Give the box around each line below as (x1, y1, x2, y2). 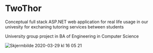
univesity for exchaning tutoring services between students (5, 24, 124, 29)
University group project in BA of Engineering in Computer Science (5, 33, 139, 39)
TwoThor (5, 3, 42, 14)
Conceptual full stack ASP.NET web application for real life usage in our (5, 19, 148, 25)
